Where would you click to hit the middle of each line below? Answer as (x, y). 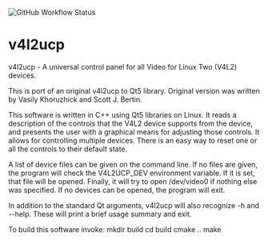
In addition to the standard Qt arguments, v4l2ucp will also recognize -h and (134, 205)
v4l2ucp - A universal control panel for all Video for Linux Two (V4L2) (123, 66)
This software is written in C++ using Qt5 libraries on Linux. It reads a (123, 114)
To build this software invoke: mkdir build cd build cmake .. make (115, 229)
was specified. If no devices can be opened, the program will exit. (117, 190)
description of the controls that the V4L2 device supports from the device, (131, 123)
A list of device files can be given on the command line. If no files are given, (133, 164)
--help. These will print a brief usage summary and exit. (100, 214)
